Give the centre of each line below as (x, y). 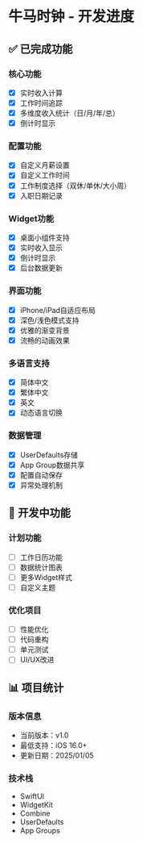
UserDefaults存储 (49, 455)
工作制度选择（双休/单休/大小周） (75, 186)
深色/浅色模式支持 (49, 320)
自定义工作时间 (45, 175)
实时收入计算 (41, 93)
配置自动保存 (41, 475)
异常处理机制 (41, 485)
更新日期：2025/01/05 (57, 756)
